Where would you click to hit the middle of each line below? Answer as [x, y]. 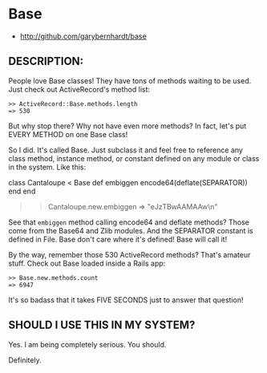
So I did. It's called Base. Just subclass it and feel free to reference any [125, 150]
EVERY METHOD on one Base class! [68, 134]
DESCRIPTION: [46, 61]
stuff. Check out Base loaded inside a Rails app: [87, 263]
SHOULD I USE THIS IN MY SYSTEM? [102, 325]
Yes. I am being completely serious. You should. [87, 344]
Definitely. [25, 360]
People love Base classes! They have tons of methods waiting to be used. [130, 80]
